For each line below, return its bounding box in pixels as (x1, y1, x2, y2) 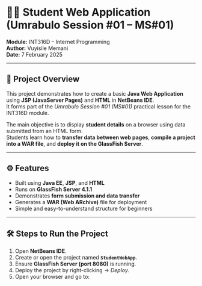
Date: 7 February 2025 (6, 51, 63, 58)
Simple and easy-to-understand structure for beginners (14, 205, 153, 212)
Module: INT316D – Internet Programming (6, 38, 110, 45)
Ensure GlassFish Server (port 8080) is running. (14, 260, 136, 267)
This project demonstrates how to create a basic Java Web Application (6, 90, 183, 97)
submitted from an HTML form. (6, 127, 83, 134)
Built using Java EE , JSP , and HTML (14, 179, 105, 186)
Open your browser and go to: (14, 273, 90, 281)
